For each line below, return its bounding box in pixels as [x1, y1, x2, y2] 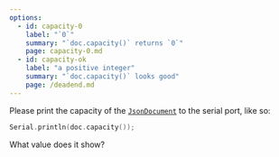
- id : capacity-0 [17, 22, 83, 31]
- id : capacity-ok [17, 55, 88, 64]
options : [9, 13, 42, 23]
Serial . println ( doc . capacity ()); [9, 123, 135, 132]
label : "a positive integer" [25, 64, 135, 73]
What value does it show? [9, 139, 106, 150]
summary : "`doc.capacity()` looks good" [25, 72, 180, 81]
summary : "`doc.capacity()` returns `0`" [25, 38, 183, 48]
